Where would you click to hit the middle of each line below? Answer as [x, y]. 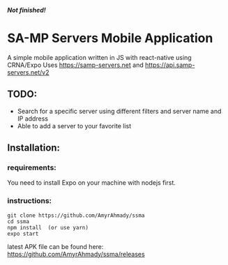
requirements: [32, 168]
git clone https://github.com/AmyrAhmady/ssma [76, 215]
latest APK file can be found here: [55, 246]
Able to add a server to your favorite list [74, 126]
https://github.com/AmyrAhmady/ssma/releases [76, 254]
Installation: [34, 148]
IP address [33, 119]
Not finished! [27, 10]
